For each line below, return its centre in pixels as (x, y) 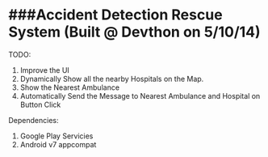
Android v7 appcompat (58, 144)
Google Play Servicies (57, 136)
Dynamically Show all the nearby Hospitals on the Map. (112, 78)
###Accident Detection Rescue (116, 15)
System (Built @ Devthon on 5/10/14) (134, 32)
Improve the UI (45, 70)
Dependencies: (33, 120)
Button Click (40, 104)
